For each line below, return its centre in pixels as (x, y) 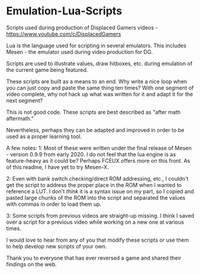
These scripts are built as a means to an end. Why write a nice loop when (97, 81)
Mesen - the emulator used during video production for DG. (80, 51)
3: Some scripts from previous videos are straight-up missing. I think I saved (100, 215)
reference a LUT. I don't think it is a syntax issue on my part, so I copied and (100, 191)
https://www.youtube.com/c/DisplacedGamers (64, 34)
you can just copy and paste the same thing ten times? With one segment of (100, 87)
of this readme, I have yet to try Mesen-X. (57, 167)
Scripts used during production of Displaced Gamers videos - (82, 28)
